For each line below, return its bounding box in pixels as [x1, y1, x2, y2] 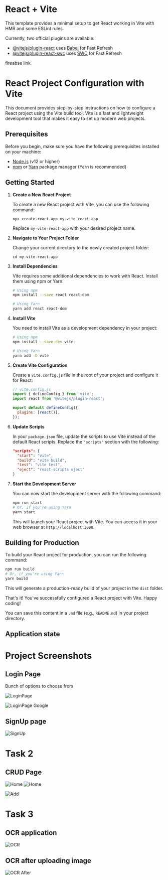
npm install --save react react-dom [12, 292, 89, 298]
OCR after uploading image [5, 856, 92, 865]
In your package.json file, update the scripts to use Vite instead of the [12, 433, 156, 439]
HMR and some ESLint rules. [5, 25, 64, 31]
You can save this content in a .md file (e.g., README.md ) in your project [5, 610, 149, 616]
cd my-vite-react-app [12, 254, 58, 259]
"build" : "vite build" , [17, 458, 67, 463]
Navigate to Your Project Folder [12, 235, 79, 241]
